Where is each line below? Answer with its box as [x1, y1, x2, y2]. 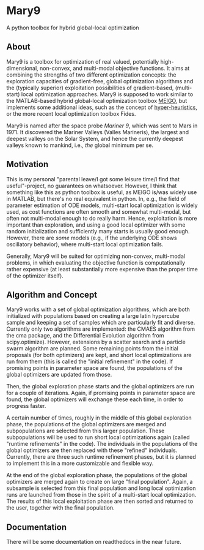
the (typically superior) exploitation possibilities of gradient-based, [6, 84, 174, 91]
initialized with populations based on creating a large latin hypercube [6, 312, 180, 320]
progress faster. [6, 402, 46, 410]
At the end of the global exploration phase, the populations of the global [6, 472, 188, 479]
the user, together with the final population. [6, 504, 115, 511]
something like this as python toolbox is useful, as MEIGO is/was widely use [6, 188, 197, 196]
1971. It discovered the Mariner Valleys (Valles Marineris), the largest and [6, 128, 189, 135]
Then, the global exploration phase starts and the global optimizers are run [6, 383, 194, 390]
